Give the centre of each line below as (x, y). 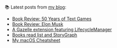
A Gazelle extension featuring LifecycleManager (62, 30)
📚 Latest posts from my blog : (36, 7)
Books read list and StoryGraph (45, 35)
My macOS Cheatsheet (36, 40)
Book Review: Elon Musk (38, 24)
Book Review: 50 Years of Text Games (52, 19)
